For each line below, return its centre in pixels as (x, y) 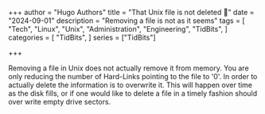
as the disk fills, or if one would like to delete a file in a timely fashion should (133, 93)
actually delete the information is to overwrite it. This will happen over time (131, 85)
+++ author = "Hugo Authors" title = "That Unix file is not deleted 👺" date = (131, 12)
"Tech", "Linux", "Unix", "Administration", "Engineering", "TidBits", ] (118, 29)
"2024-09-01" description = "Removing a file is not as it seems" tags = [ (127, 21)
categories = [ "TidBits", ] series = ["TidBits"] (82, 37)
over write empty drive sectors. (60, 102)
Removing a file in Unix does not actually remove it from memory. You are (129, 68)
